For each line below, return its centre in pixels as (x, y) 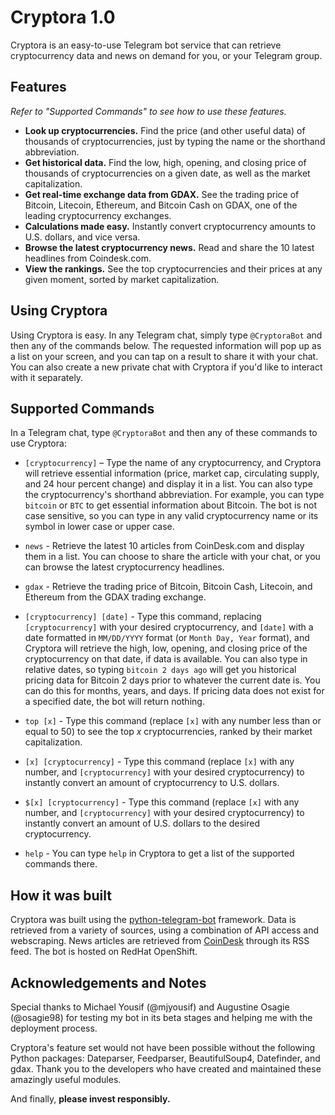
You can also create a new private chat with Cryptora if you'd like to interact (166, 367)
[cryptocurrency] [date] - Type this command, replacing (143, 617)
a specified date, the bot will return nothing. (114, 702)
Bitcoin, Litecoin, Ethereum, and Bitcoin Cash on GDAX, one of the (161, 205)
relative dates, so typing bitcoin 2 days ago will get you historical (160, 670)
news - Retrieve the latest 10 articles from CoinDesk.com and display (164, 546)
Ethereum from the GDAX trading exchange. (115, 597)
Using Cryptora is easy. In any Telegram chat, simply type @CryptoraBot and (166, 335)
